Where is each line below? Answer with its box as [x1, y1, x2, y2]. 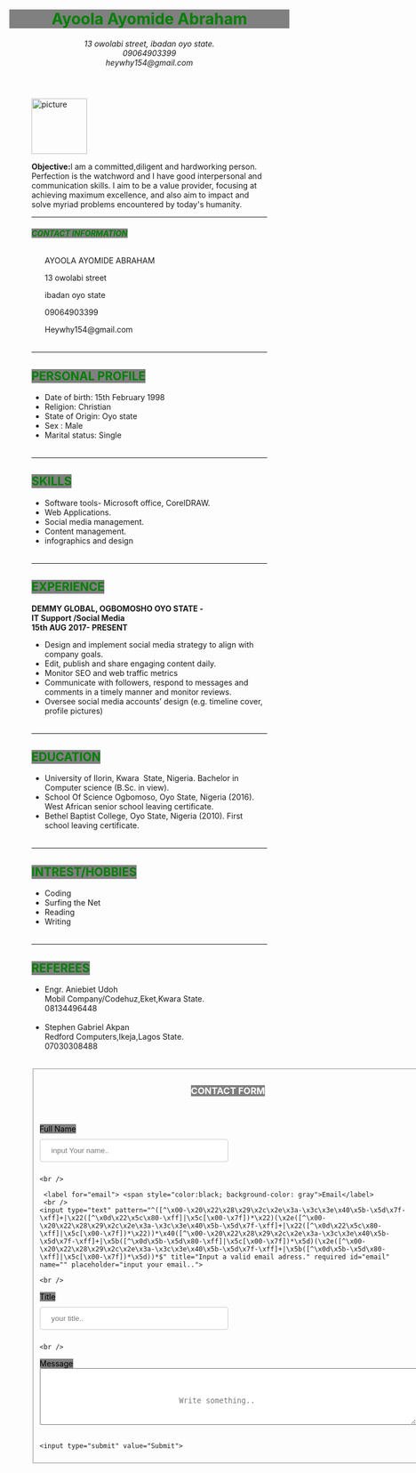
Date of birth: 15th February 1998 [44, 391, 165, 402]
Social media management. [44, 516, 145, 527]
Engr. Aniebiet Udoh [44, 984, 118, 995]
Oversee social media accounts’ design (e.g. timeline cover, [44, 696, 263, 706]
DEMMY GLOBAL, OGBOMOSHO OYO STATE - [31, 603, 204, 614]
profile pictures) [44, 705, 104, 716]
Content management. [44, 526, 127, 536]
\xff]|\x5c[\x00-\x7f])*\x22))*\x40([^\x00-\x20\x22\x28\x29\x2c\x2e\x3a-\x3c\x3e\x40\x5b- [39, 1229, 390, 1238]
